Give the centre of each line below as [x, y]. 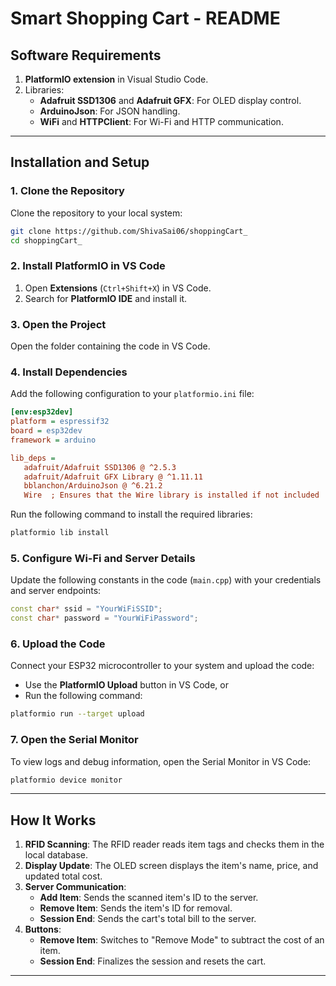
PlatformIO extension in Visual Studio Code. [116, 79]
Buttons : [43, 929]
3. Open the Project [58, 324]
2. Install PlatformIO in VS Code [88, 266]
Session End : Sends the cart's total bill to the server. [148, 919]
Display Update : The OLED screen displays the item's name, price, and [171, 866]
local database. [56, 855]
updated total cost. [63, 876]
